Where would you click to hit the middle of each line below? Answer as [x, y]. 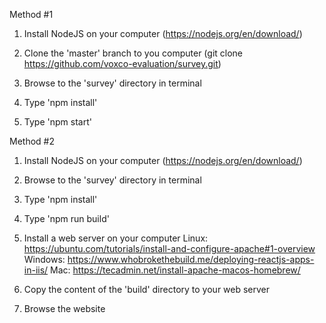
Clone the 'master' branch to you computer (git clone [133, 53]
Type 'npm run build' [66, 218]
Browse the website [64, 308]
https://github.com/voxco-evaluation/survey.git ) [122, 63]
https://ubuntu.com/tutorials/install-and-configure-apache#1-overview [169, 248]
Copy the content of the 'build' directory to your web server [147, 289]
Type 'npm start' [57, 122]
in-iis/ [36, 270]
